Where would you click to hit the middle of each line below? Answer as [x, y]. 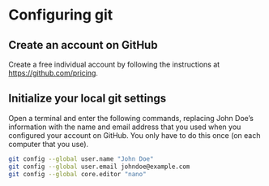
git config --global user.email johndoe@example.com [99, 167]
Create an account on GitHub [83, 45]
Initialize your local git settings [88, 99]
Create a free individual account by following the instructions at [114, 64]
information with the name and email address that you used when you [125, 127]
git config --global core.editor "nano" [78, 174]
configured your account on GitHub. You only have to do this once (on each [134, 135]
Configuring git [61, 15]
